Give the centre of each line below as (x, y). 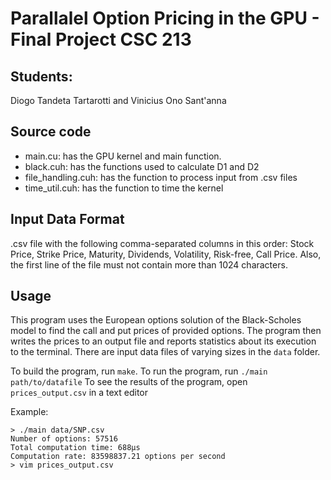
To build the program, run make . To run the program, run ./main (139, 371)
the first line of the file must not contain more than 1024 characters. (149, 264)
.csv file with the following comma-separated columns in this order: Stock (162, 243)
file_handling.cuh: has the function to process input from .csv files (161, 177)
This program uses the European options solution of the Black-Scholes (156, 320)
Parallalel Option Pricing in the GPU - (165, 18)
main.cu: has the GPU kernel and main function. (123, 156)
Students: (41, 76)
